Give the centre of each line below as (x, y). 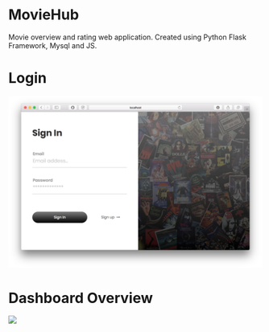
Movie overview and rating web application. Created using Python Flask (128, 37)
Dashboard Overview (81, 298)
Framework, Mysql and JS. (53, 45)
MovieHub (43, 15)
